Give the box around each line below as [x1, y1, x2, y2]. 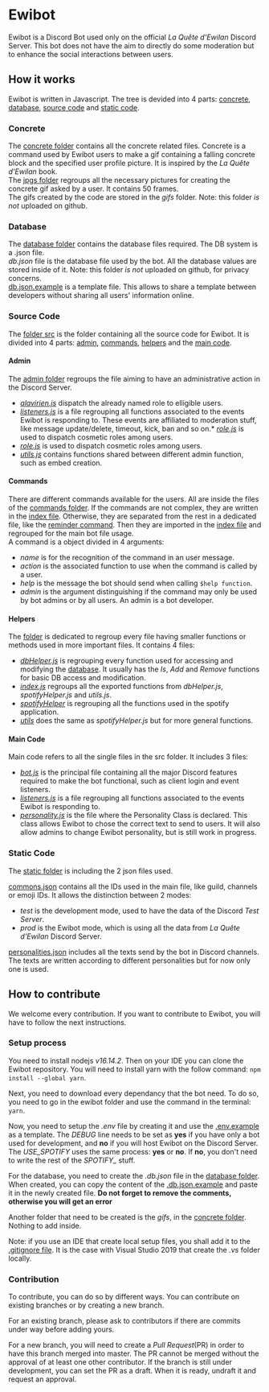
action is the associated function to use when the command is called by [19, 561, 258, 571]
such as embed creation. [19, 457, 103, 468]
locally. [8, 1254, 32, 1263]
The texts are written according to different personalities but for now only [8, 956, 251, 965]
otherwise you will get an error [8, 1196, 112, 1206]
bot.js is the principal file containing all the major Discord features [19, 767, 238, 778]
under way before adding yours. [8, 1324, 115, 1334]
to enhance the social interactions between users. [8, 49, 174, 59]
